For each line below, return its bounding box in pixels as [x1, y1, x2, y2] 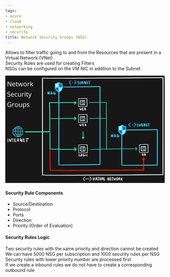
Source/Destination [12, 201, 53, 207]
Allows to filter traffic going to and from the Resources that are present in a [5, 50, 161, 55]
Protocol [12, 207, 30, 213]
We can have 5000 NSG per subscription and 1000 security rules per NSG [5, 251, 160, 257]
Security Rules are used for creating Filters [5, 60, 95, 66]
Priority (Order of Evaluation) [12, 223, 73, 229]
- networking [5, 24, 33, 29]
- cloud [5, 19, 22, 24]
